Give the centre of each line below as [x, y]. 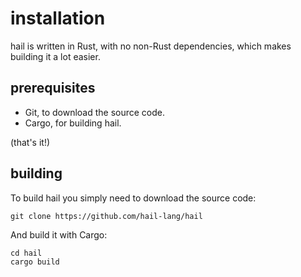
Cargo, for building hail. [73, 123]
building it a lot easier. [55, 56]
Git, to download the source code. [95, 112]
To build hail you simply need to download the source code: [133, 198]
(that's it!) [30, 142]
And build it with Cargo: [59, 234]
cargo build [35, 262]
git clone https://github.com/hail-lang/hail [106, 216]
